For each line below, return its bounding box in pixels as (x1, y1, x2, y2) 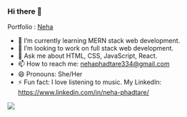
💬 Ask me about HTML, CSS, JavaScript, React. (17, 51, 158, 60)
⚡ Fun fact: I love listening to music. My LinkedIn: (17, 78, 162, 86)
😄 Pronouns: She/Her (17, 70, 83, 78)
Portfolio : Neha (7, 23, 54, 31)
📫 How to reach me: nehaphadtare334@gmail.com (17, 60, 170, 68)
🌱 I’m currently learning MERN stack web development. (17, 36, 181, 45)
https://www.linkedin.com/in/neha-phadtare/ (17, 88, 150, 97)
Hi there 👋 (7, 6, 43, 16)
